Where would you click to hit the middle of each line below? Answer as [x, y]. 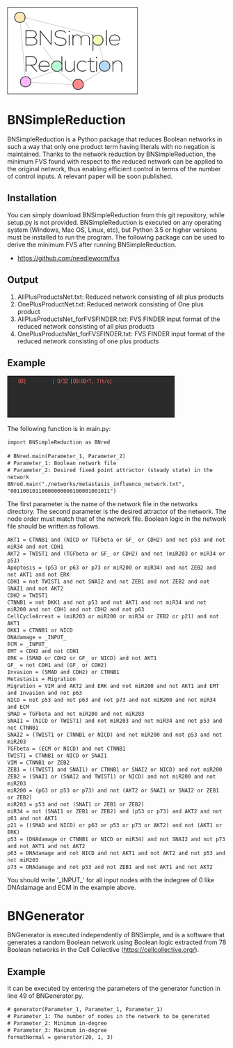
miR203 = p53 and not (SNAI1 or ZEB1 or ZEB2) [76, 805]
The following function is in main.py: [59, 429]
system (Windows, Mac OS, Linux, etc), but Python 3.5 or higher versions [112, 230]
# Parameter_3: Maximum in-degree [57, 1031]
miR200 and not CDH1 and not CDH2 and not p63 [76, 610]
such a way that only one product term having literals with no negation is [111, 146]
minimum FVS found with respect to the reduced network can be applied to [115, 161]
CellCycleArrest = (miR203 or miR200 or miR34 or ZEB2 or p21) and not [113, 617]
